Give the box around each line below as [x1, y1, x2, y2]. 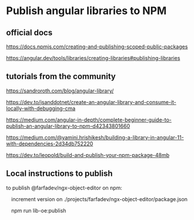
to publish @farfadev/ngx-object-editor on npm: [6, 184, 122, 191]
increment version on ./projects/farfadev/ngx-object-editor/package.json [11, 195, 188, 202]
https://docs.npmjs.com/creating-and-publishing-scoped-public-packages [6, 43, 188, 50]
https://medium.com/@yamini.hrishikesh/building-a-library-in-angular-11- [6, 134, 184, 141]
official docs [6, 28, 53, 38]
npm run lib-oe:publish [11, 207, 66, 214]
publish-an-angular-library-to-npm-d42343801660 [6, 122, 131, 129]
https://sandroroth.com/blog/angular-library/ [6, 87, 114, 94]
